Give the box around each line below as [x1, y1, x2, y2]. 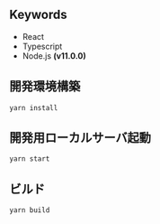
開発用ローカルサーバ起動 [9, 130, 151, 145]
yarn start [9, 154, 50, 163]
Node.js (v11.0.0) [22, 50, 87, 61]
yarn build [9, 206, 50, 215]
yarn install [9, 103, 58, 112]
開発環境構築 [9, 79, 81, 94]
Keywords [9, 7, 67, 23]
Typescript [22, 41, 63, 51]
